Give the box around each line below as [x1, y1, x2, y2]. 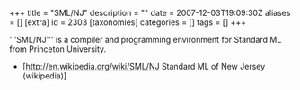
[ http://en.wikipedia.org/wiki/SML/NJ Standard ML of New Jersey [22, 61, 266, 71]
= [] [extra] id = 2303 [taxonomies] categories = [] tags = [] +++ [9, 17, 247, 28]
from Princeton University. [9, 44, 107, 54]
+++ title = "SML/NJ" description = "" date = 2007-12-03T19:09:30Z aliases [9, 8, 291, 18]
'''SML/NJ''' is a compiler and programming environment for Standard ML [9, 35, 282, 45]
